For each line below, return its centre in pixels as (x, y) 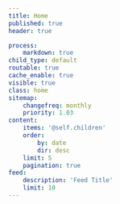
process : (23, 45)
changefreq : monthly (57, 106)
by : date (52, 143)
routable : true (34, 68)
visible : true (32, 83)
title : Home (28, 16)
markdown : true (48, 53)
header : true (30, 31)
